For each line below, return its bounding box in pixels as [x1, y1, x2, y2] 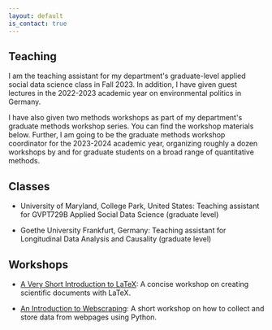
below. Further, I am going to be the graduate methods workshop [8, 130, 226, 140]
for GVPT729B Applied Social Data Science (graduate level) [19, 210, 219, 219]
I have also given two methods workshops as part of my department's [8, 113, 243, 123]
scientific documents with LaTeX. [19, 288, 132, 297]
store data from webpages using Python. [19, 312, 157, 322]
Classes [8, 180, 50, 193]
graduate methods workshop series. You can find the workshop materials [8, 121, 254, 131]
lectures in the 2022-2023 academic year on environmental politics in [8, 89, 242, 98]
